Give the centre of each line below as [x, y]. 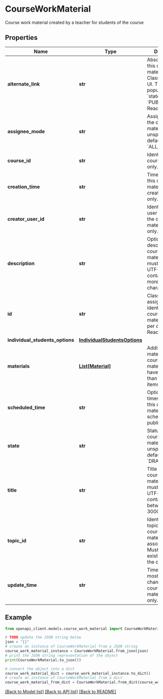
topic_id [17, 540]
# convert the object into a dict [40, 669]
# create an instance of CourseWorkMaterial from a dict [64, 678]
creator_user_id [26, 219]
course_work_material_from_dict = [40, 682]
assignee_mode [26, 131]
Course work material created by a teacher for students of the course [74, 22]
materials [19, 366]
